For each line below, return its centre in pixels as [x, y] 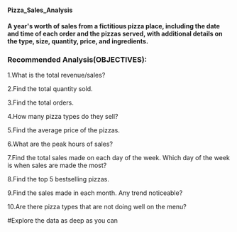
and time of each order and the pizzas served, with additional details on [115, 34]
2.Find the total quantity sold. [50, 89]
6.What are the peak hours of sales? [60, 144]
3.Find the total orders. [41, 102]
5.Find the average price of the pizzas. [64, 130]
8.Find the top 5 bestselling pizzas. [59, 179]
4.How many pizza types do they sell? [63, 117]
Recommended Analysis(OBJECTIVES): [77, 60]
